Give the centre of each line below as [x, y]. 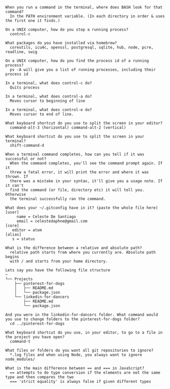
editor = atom [27, 230]
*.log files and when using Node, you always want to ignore [76, 355]
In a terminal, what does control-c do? [49, 83]
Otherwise [16, 194]
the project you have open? [35, 337]
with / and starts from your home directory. [59, 261]
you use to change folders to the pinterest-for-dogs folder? [73, 319]
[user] [12, 212]
